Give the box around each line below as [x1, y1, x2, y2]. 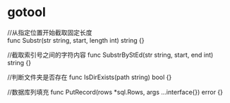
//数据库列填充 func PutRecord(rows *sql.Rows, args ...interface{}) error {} [7, 88, 224, 96]
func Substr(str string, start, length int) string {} [7, 36, 145, 44]
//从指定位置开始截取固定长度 [7, 28, 93, 36]
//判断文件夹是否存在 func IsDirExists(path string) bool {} [7, 73, 172, 81]
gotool [7, 4, 46, 20]
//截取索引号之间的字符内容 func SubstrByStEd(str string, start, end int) [7, 50, 214, 59]
